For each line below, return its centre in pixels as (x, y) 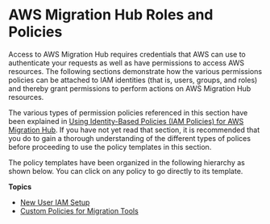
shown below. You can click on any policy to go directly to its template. (126, 171)
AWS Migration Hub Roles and (111, 15)
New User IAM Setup (55, 202)
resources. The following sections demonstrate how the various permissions (135, 71)
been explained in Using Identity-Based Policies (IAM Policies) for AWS (126, 121)
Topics (20, 186)
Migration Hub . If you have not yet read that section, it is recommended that (134, 130)
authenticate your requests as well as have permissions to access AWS (127, 63)
